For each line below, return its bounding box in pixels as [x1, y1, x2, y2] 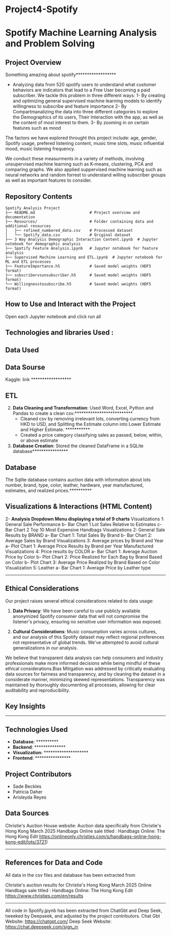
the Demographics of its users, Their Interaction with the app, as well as [12, 114, 164, 121]
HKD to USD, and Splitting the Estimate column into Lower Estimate [20, 421, 161, 427]
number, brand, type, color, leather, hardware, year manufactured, [5, 482, 144, 488]
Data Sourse [5, 363, 45, 371]
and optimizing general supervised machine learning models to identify [12, 98, 162, 104]
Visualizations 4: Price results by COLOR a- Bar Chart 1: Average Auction [5, 548, 158, 555]
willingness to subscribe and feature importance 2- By [12, 103, 127, 109]
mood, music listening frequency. [5, 146, 75, 152]
